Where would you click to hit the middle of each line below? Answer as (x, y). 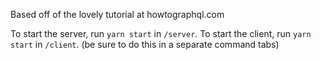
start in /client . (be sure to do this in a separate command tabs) (145, 44)
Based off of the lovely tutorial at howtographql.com (117, 14)
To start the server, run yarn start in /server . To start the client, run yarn (161, 33)
